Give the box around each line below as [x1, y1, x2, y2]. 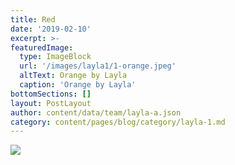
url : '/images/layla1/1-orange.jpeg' [19, 61, 177, 71]
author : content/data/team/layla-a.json [10, 107, 182, 118]
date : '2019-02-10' [10, 24, 92, 34]
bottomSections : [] [10, 89, 92, 99]
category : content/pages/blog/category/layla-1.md [10, 117, 226, 127]
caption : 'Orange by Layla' [19, 80, 137, 90]
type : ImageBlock [19, 52, 92, 62]
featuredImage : [10, 42, 74, 53]
